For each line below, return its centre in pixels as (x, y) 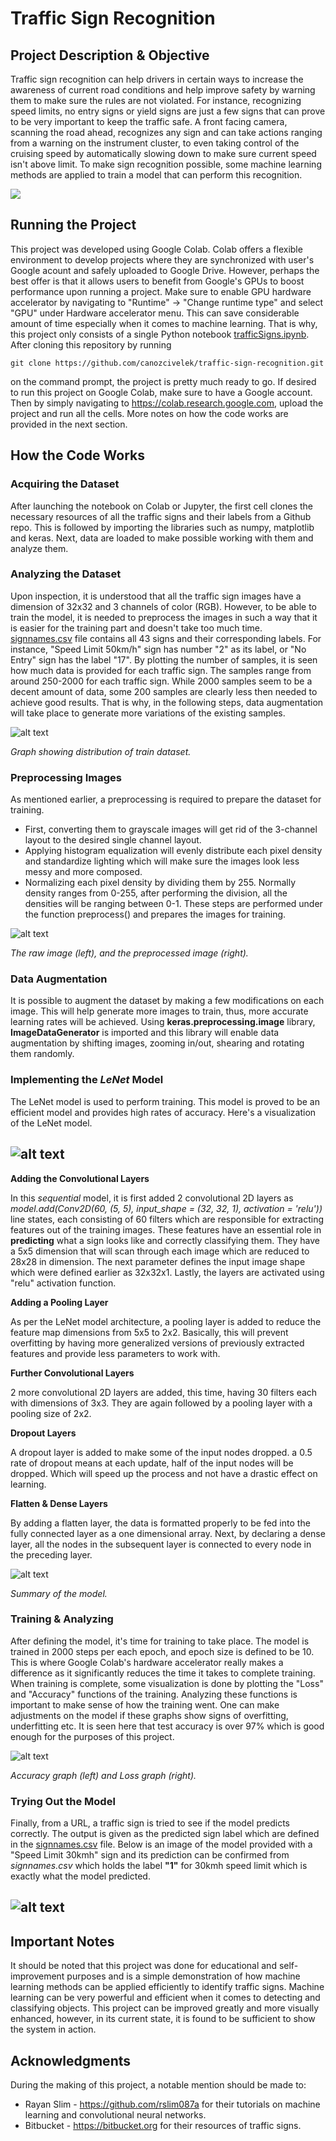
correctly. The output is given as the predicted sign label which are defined (165, 1834)
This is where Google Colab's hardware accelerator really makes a (147, 1662)
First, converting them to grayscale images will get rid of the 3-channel (171, 829)
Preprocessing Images (66, 777)
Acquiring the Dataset (65, 484)
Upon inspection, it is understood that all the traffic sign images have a (156, 596)
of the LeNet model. (51, 1123)
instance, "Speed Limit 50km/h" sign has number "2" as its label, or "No (158, 649)
